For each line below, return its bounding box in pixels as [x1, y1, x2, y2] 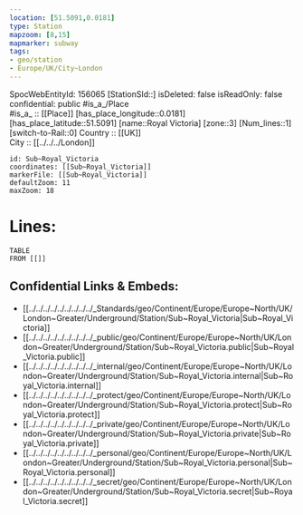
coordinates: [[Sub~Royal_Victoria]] [9, 162, 152, 171]
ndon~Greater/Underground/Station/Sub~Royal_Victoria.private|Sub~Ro [22, 428, 291, 439]
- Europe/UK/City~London [9, 64, 103, 73]
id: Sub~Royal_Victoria [9, 154, 99, 163]
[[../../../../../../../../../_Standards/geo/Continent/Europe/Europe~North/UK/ [22, 303, 293, 314]
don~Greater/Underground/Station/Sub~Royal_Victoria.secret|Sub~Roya [22, 486, 293, 497]
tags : [9, 47, 30, 56]
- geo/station [9, 55, 63, 64]
